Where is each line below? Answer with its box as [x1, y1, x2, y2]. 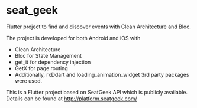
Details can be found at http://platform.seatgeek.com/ [6, 95, 137, 102]
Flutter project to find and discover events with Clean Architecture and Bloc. [6, 23, 191, 30]
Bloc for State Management [14, 52, 82, 59]
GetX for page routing [14, 64, 68, 71]
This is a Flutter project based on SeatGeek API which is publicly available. [6, 89, 188, 96]
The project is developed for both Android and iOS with [6, 34, 141, 41]
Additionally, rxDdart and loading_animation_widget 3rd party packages [14, 71, 189, 78]
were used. [14, 77, 43, 84]
